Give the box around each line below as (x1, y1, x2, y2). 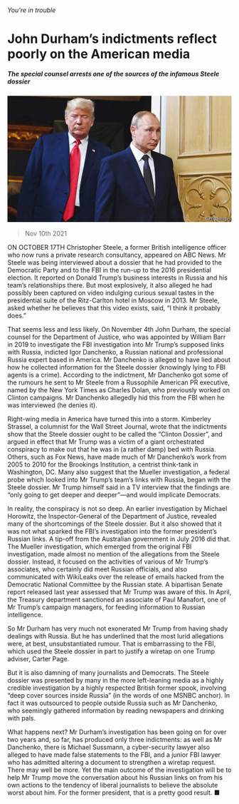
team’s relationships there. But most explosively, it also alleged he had (7, 281, 213, 290)
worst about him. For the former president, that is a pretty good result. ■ (7, 788, 221, 797)
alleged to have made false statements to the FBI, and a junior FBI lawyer (7, 750, 221, 759)
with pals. (7, 714, 36, 723)
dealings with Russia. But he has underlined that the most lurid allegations (7, 632, 224, 641)
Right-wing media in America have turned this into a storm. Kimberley (7, 414, 211, 424)
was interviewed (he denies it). (7, 401, 97, 409)
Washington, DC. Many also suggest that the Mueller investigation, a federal (7, 468, 230, 477)
